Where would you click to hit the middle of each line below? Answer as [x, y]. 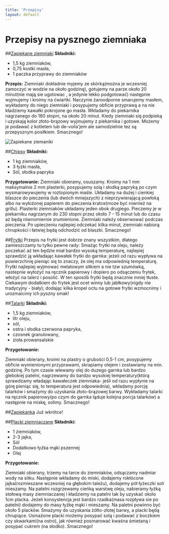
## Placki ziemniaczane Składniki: [40, 422]
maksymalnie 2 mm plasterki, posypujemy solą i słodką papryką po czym [81, 187]
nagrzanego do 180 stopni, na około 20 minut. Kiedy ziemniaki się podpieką [84, 116]
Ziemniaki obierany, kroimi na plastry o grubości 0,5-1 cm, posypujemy [79, 359]
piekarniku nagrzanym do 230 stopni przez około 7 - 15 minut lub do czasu [83, 214]
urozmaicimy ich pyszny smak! [37, 294]
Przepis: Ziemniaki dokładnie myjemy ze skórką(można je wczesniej [76, 84]
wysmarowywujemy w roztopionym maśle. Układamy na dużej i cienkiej [79, 193]
